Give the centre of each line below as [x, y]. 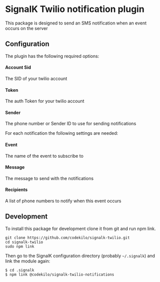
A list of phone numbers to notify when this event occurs [63, 201]
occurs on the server [27, 28]
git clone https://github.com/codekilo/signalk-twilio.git [68, 238]
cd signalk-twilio [24, 242]
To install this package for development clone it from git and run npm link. [80, 229]
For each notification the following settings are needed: [62, 133]
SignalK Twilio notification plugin [75, 9]
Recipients [16, 190]
